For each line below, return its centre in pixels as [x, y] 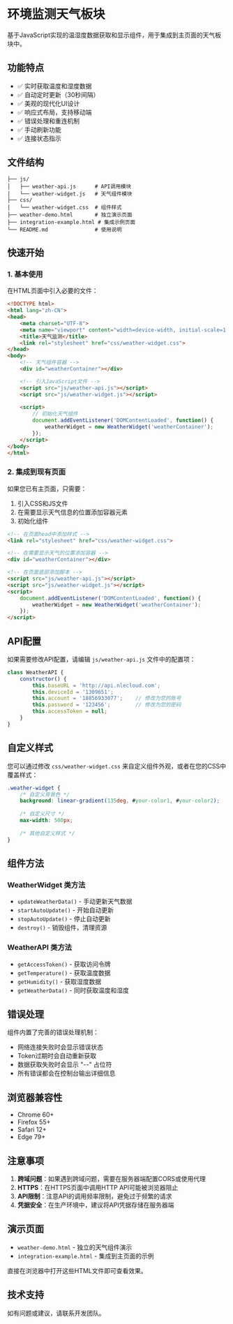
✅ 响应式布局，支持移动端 [54, 112]
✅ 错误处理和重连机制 [48, 121]
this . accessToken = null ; [70, 712]
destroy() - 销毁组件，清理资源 [62, 928]
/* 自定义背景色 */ [45, 794]
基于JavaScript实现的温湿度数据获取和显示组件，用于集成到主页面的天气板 [114, 35]
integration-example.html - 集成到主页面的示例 [85, 1256]
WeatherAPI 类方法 [39, 948]
